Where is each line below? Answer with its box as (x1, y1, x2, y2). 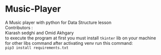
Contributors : (5, 24, 33, 30)
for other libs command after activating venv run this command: (5, 40, 133, 46)
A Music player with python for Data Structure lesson (5, 19, 112, 25)
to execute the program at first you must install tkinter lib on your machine (5, 35, 156, 41)
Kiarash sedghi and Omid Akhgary (5, 30, 74, 36)
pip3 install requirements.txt (5, 45, 69, 50)
